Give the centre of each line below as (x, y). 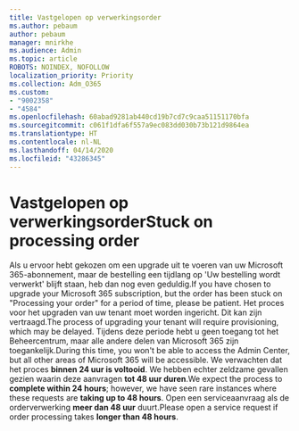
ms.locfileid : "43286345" (57, 158)
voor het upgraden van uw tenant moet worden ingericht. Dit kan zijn (136, 312)
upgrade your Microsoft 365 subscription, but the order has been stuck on (146, 294)
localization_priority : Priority (71, 76)
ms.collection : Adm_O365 (55, 84)
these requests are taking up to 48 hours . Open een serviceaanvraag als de (149, 398)
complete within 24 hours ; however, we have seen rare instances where (143, 388)
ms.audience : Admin (46, 51)
